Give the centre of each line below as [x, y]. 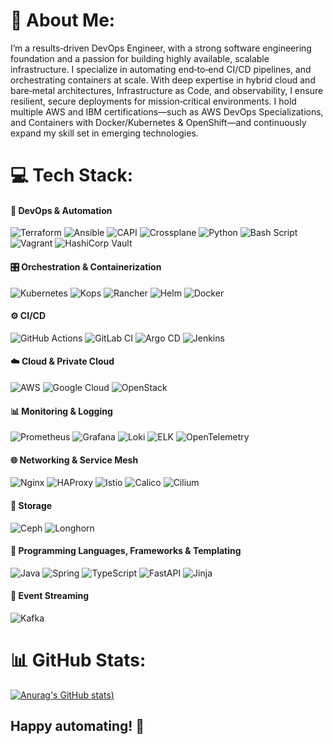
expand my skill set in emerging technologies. [104, 133]
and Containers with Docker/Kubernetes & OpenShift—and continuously [158, 122]
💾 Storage [31, 505]
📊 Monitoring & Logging [61, 411]
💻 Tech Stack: [72, 175]
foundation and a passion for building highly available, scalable [140, 58]
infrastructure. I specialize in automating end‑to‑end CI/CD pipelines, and [161, 69]
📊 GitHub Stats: [78, 660]
